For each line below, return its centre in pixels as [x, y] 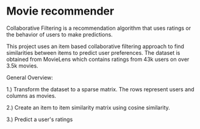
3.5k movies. [22, 66]
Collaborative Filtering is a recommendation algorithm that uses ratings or [98, 28]
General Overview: [30, 77]
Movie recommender [60, 11]
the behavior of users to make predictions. [59, 34]
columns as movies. [31, 96]
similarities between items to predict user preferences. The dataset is [93, 52]
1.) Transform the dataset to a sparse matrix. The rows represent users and [100, 89]
